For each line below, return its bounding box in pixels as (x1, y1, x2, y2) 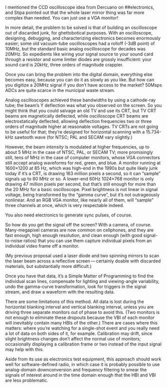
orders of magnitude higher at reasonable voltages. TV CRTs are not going (5, 123, 159, 129)
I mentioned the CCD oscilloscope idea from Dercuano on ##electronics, (5, 4, 155, 10)
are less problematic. (5, 377, 48, 383)
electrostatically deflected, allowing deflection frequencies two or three (5, 118, 152, 124)
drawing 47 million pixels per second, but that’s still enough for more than (5, 181, 156, 187)
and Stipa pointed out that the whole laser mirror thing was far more (5, 9, 145, 15)
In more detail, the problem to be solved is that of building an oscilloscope (5, 24, 157, 30)
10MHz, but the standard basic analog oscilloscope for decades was (5, 46, 146, 51)
